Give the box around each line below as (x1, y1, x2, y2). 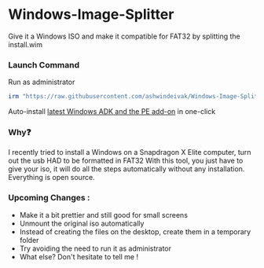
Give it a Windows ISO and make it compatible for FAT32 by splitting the (8, 31, 241, 41)
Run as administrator (8, 77, 75, 87)
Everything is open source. (8, 173, 96, 182)
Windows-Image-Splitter (8, 6, 174, 24)
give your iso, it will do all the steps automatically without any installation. (8, 164, 245, 174)
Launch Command (8, 59, 80, 70)
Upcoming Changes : (8, 193, 90, 204)
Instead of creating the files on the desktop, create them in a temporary (19, 226, 251, 237)
